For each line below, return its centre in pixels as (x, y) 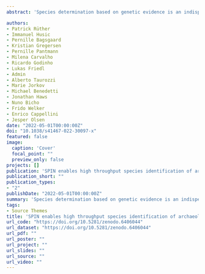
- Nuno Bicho (23, 103)
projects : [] (23, 165)
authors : (17, 23)
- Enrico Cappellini (33, 114)
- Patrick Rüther (28, 29)
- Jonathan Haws (27, 97)
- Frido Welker (26, 108)
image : (15, 143)
